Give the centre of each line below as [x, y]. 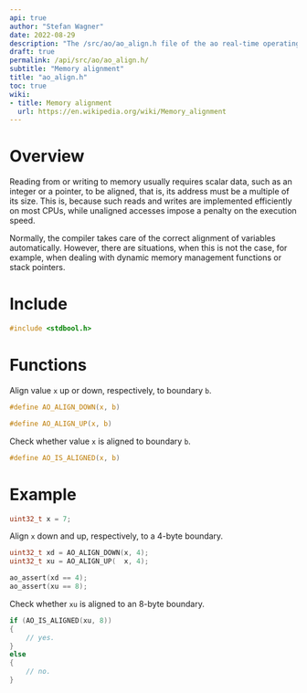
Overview [47, 157]
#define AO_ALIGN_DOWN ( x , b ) [65, 407]
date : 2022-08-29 [42, 35]
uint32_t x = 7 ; [40, 519]
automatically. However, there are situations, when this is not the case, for [148, 248]
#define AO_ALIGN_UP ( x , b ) [61, 424]
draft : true [32, 52]
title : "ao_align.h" [49, 78]
